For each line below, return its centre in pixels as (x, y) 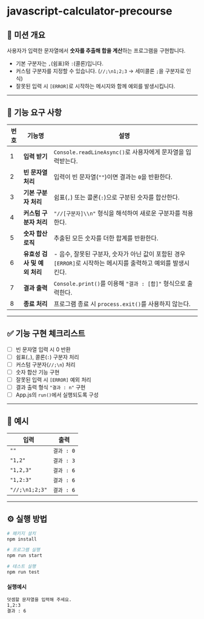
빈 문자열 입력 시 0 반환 (43, 349)
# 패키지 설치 (21, 533)
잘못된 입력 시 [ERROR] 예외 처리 (53, 380)
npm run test (23, 572)
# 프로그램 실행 (24, 550)
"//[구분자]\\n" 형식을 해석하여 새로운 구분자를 (117, 213)
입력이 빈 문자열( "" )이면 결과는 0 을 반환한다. (113, 177)
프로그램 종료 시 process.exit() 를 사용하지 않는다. (122, 303)
